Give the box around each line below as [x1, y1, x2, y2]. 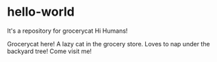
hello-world [7, 4, 75, 20]
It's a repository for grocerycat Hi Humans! [7, 27, 128, 35]
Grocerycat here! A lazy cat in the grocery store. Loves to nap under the [7, 40, 210, 48]
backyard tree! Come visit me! [7, 47, 92, 55]
